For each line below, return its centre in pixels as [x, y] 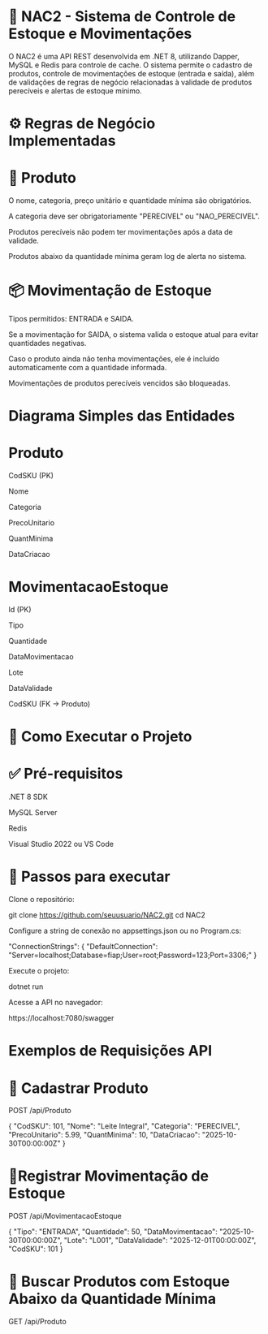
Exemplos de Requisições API [110, 1051]
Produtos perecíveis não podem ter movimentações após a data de [121, 232]
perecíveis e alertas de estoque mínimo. [75, 91]
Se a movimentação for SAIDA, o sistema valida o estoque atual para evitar [134, 335]
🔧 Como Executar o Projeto [100, 737]
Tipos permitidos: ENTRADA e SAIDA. [71, 319]
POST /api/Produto [40, 1111]
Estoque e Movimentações [100, 34]
